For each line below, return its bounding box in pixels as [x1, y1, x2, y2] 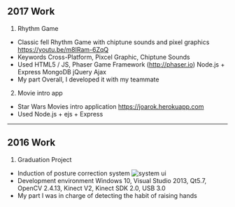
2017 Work [7, 6, 55, 18]
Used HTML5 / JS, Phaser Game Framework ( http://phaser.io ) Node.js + [17, 60, 225, 69]
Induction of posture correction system [17, 168, 131, 178]
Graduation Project [17, 155, 72, 163]
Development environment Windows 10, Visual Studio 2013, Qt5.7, [17, 176, 207, 185]
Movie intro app [17, 88, 63, 97]
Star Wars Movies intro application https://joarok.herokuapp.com [17, 102, 204, 111]
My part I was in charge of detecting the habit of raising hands [17, 191, 197, 199]
